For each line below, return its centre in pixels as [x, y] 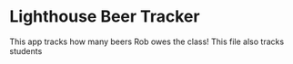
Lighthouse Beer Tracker [105, 17]
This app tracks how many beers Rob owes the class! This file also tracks [147, 41]
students [26, 50]
